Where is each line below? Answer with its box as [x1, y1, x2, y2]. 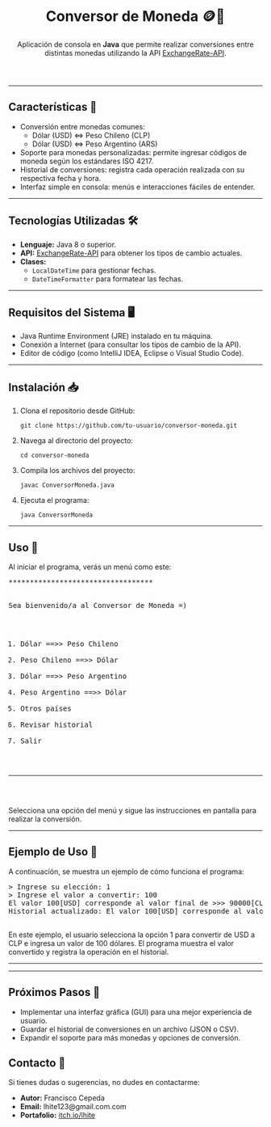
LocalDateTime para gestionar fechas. [31, 265, 156, 275]
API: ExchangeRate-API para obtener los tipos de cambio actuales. [19, 248, 243, 258]
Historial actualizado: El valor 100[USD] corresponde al [8, 906, 243, 915]
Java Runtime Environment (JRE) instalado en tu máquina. [19, 331, 213, 341]
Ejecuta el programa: [19, 496, 90, 505]
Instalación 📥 [8, 380, 79, 394]
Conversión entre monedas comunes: [19, 121, 145, 131]
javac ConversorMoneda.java [19, 481, 115, 490]
